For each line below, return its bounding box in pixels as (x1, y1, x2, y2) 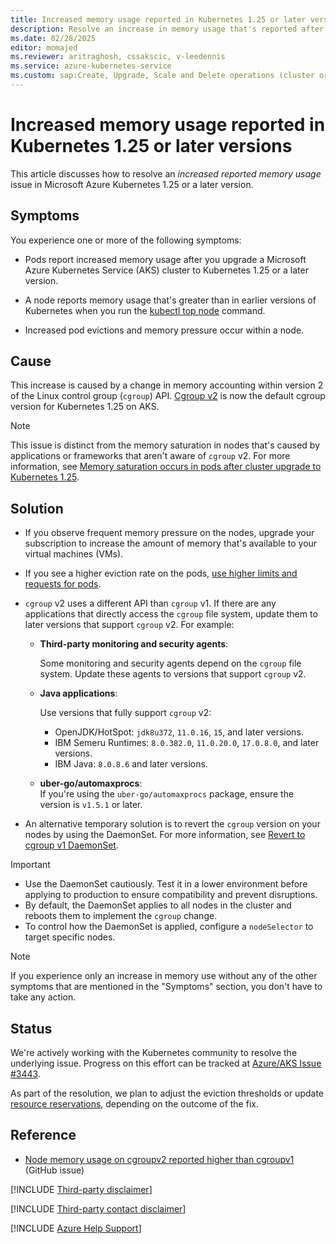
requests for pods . (24, 578, 102, 590)
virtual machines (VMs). (24, 548, 124, 560)
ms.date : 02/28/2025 (10, 33, 97, 43)
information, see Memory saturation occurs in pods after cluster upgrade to (10, 461, 322, 473)
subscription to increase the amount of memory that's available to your (24, 537, 318, 550)
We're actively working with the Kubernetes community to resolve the (10, 1047, 298, 1059)
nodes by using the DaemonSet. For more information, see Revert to (24, 829, 306, 841)
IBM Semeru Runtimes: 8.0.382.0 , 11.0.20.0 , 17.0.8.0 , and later (54, 737, 320, 749)
